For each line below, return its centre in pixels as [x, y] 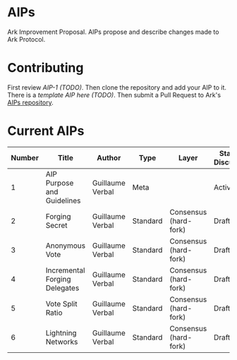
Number [25, 157]
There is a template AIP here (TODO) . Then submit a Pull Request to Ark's [114, 95]
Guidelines [63, 200]
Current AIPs [46, 131]
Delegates [62, 288]
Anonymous [66, 246]
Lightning [61, 332]
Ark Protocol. [26, 39]
